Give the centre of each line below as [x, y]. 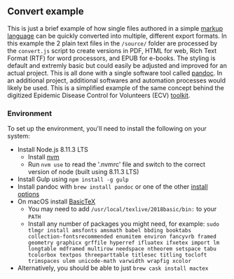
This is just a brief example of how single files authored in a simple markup [115, 28]
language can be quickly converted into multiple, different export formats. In [117, 36]
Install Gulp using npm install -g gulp [73, 179]
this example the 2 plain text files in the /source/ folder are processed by [112, 43]
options [28, 194]
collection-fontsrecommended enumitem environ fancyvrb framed [122, 237]
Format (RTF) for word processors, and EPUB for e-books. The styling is [111, 58]
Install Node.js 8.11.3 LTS [53, 150]
